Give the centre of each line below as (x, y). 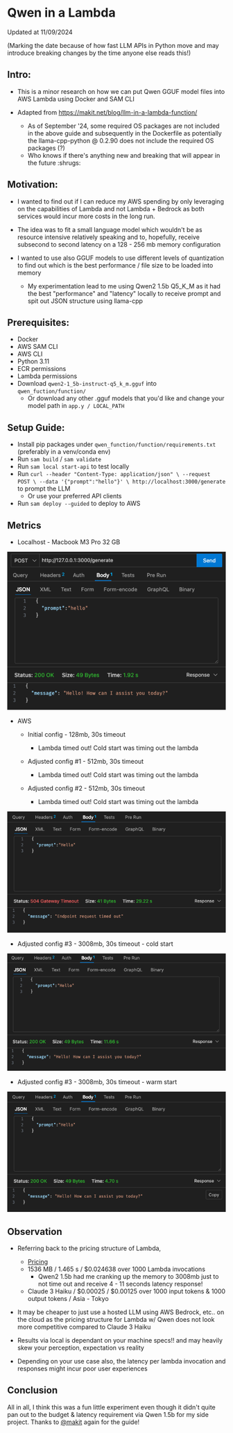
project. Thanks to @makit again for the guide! (74, 1422)
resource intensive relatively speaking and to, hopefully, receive (108, 237)
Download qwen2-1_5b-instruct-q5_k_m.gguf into (87, 384)
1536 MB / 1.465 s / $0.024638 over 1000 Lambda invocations (116, 1269)
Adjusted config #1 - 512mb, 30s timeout (86, 761)
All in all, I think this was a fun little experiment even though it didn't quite (112, 1407)
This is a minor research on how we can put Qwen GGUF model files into (121, 91)
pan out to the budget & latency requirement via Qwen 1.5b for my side (108, 1414)
